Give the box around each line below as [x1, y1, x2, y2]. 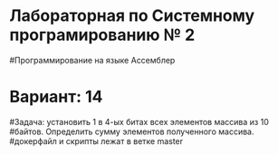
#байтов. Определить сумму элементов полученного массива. [9, 126, 254, 137]
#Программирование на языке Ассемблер [9, 54, 176, 65]
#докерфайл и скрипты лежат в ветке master [9, 135, 184, 146]
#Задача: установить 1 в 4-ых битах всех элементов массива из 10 [9, 116, 269, 127]
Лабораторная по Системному [9, 5, 255, 26]
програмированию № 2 [9, 24, 196, 45]
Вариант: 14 [9, 87, 103, 107]
